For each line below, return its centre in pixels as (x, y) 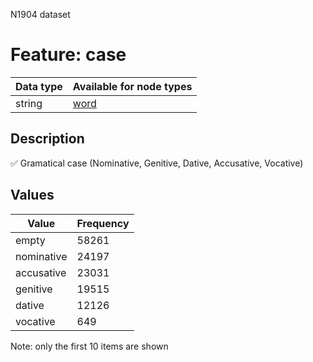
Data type (39, 86)
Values (32, 195)
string (29, 103)
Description (47, 139)
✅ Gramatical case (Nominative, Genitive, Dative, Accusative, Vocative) (157, 163)
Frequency (103, 223)
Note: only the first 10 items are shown (89, 346)
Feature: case (68, 55)
